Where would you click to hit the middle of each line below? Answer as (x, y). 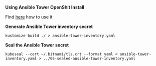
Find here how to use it (29, 17)
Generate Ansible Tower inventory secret (49, 26)
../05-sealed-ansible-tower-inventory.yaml (90, 58)
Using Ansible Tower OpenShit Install (45, 7)
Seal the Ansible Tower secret (37, 45)
